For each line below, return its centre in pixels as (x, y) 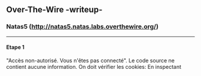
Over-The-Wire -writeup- (54, 10)
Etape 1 (16, 47)
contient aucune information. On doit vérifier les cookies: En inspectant (94, 66)
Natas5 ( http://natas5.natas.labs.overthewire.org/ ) (82, 27)
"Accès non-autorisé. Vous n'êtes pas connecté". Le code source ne (90, 60)
